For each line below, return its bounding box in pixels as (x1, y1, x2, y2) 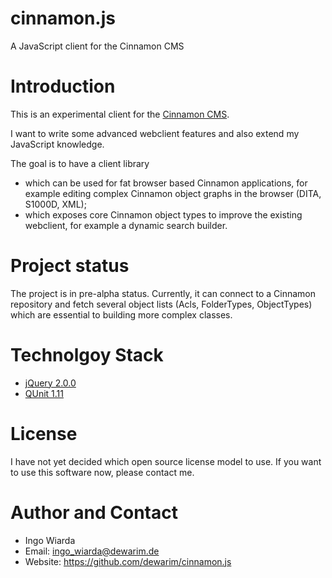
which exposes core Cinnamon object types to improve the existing (24, 208, 303, 221)
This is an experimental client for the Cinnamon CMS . (10, 108, 230, 120)
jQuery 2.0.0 (24, 377, 77, 389)
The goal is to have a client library (10, 157, 150, 169)
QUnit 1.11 (24, 387, 65, 399)
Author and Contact (10, 501, 178, 524)
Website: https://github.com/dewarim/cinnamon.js (24, 555, 232, 567)
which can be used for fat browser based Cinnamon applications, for (24, 177, 308, 189)
